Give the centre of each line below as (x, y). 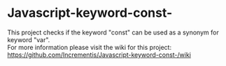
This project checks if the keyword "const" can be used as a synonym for (113, 32)
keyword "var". (29, 39)
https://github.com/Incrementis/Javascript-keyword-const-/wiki (99, 55)
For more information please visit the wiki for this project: (90, 47)
